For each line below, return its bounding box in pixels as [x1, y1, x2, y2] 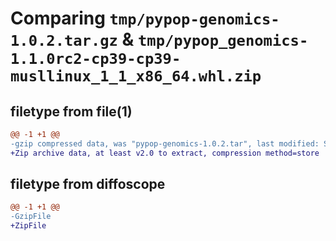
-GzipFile [10, 212, 52, 222]
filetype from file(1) [10, 103, 133, 120]
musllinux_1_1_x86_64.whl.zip [10, 67, 262, 86]
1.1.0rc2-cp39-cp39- [10, 50, 182, 69]
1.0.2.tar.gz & [10, 28, 135, 51]
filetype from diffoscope [10, 176, 166, 193]
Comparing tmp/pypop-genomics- [10, 7, 280, 30]
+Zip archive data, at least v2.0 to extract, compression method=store [10, 148, 320, 158]
